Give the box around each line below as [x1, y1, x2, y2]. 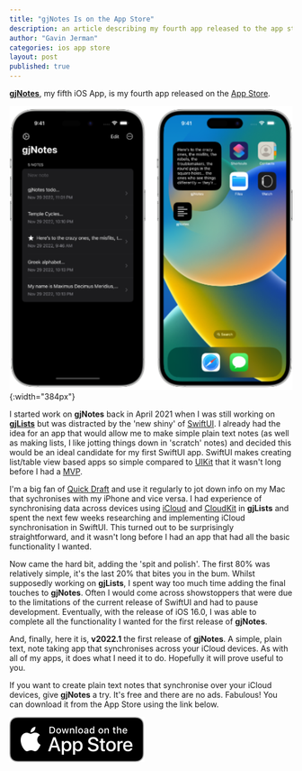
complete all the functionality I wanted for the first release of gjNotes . [9, 616, 268, 627]
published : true [9, 62, 70, 71]
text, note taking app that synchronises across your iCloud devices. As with [9, 643, 289, 654]
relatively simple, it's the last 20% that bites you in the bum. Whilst [9, 568, 256, 579]
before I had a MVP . [9, 466, 84, 477]
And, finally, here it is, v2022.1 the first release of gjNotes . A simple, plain [9, 634, 283, 644]
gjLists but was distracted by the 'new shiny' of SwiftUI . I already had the [9, 418, 281, 428]
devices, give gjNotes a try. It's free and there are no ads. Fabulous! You [9, 690, 279, 700]
